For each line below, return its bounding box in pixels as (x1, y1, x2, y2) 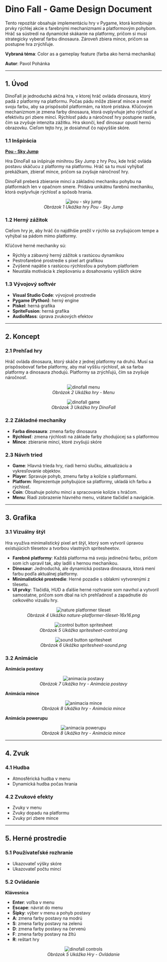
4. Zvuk (5, 749, 29, 758)
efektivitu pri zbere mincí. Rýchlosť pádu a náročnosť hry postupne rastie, (5, 114, 156, 120)
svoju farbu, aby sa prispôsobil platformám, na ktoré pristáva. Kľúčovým (5, 103, 153, 109)
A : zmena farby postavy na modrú (12, 915, 83, 921)
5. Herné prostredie (5, 834, 67, 843)
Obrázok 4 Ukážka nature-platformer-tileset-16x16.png (27, 612, 140, 618)
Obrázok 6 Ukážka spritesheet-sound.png (40, 642, 127, 648)
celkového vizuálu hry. (12, 597, 59, 603)
